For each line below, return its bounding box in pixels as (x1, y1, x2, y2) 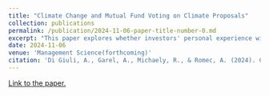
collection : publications (8, 19, 94, 27)
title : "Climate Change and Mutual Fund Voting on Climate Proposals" (8, 11, 249, 20)
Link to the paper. (8, 78, 66, 88)
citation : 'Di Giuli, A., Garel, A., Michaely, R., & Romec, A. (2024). (8, 57, 256, 65)
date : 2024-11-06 (8, 42, 66, 50)
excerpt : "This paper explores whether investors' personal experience (8, 34, 252, 42)
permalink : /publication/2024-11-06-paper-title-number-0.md (8, 26, 217, 34)
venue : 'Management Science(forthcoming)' (8, 49, 152, 57)
